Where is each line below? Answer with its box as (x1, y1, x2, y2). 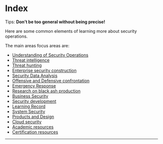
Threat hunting (12, 62, 42, 68)
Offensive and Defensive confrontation (12, 78, 90, 84)
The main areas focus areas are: (5, 43, 69, 48)
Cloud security (12, 119, 42, 125)
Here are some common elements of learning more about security (5, 28, 137, 34)
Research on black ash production (12, 88, 81, 94)
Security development (12, 98, 57, 104)
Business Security (12, 93, 49, 99)
